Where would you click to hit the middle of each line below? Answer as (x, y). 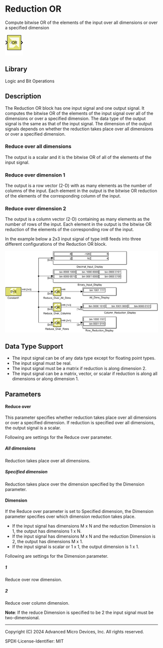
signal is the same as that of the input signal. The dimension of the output (78, 123)
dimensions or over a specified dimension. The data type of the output (75, 118)
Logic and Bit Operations (30, 81)
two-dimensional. (23, 617)
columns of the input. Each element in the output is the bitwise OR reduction (81, 191)
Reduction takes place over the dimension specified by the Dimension (75, 484)
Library (16, 69)
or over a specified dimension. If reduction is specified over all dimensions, (80, 422)
